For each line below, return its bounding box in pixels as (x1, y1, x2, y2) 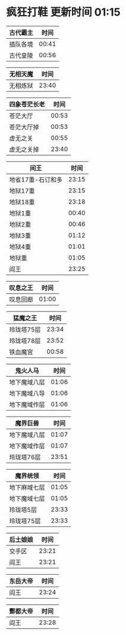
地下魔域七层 (9, 494, 46, 503)
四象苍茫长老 (9, 100, 46, 108)
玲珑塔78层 (9, 337, 41, 345)
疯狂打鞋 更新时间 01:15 (6, 5, 121, 19)
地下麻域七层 (9, 483, 46, 491)
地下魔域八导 (9, 389, 46, 397)
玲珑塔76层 (9, 453, 41, 461)
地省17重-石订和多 (9, 175, 63, 184)
